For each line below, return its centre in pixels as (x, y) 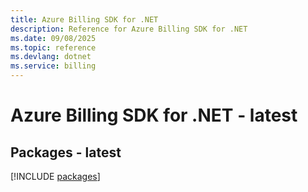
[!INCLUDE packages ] (55, 176)
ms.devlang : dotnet (51, 57)
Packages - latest (66, 152)
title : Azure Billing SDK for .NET (84, 19)
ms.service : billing (53, 66)
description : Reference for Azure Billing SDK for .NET (129, 29)
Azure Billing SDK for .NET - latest (154, 115)
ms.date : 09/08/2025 (53, 38)
